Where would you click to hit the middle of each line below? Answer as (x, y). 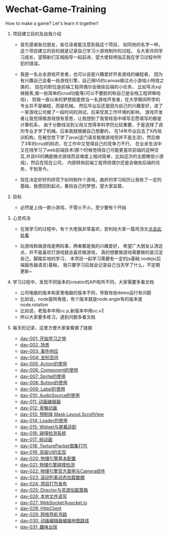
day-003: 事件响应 (39, 351)
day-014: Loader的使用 (44, 420)
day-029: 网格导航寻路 (43, 514)
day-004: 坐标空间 (39, 357)
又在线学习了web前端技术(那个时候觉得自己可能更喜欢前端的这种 (87, 150)
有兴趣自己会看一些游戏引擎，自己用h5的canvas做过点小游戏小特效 (90, 80)
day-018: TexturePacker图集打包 (54, 446)
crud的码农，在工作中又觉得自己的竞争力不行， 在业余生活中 (99, 143)
